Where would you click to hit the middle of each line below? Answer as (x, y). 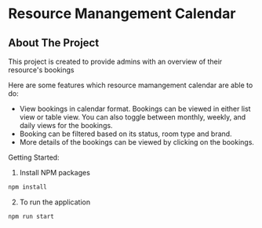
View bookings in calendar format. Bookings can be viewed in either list (135, 108)
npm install (27, 187)
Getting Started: (34, 157)
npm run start (31, 216)
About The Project (54, 43)
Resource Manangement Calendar (122, 14)
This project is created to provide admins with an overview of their (115, 61)
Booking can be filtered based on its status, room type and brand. (126, 134)
